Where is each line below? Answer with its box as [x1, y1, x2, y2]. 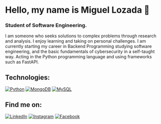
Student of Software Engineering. [5, 22, 87, 29]
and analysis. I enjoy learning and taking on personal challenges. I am [5, 38, 146, 44]
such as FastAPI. [5, 59, 39, 65]
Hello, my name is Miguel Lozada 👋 [5, 4, 150, 16]
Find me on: [5, 100, 42, 109]
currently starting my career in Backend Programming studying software [5, 44, 152, 50]
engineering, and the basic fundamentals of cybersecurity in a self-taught [5, 49, 155, 54]
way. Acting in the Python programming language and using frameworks [5, 54, 152, 60]
